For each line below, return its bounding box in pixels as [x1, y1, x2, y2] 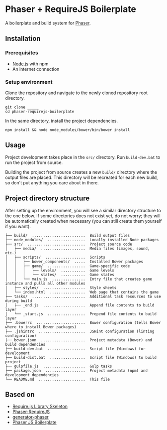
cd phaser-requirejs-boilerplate [5, 109, 75, 114]
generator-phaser [12, 414, 49, 420]
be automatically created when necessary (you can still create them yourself [5, 218, 162, 224]
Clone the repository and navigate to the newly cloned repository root [5, 90, 148, 96]
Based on [5, 390, 35, 399]
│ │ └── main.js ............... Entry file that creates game [5, 277, 153, 282]
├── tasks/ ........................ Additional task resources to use [5, 294, 162, 299]
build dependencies [5, 342, 46, 347]
